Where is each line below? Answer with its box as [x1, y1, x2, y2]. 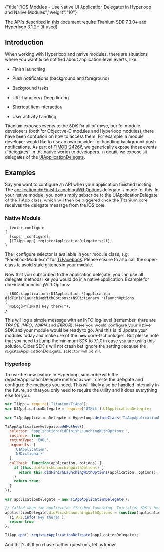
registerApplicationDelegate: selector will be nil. [5, 348, 101, 354]
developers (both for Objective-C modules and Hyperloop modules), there [5, 128, 154, 134]
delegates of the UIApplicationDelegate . [5, 154, 85, 160]
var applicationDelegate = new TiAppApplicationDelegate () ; [5, 497, 130, 502]
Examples [5, 169, 36, 177]
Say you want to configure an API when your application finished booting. [5, 181, 153, 187]
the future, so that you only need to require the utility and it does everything [5, 387, 157, 393]
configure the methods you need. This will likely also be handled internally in [5, 382, 159, 388]
